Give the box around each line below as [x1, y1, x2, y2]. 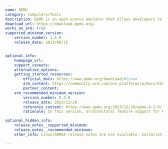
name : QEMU [5, 7, 28, 12]
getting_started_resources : [14, 72, 72, 77]
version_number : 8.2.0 [23, 95, 70, 100]
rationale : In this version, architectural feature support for [23, 109, 160, 114]
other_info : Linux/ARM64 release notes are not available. [14, 132, 140, 137]
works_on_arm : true [5, 26, 46, 31]
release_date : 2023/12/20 [23, 99, 77, 105]
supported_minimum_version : [5, 30, 64, 35]
